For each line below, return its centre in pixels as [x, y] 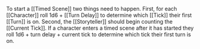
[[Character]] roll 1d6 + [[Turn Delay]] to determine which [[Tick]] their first [99, 15]
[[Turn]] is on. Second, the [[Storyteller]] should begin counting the [89, 21]
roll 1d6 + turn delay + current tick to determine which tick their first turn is [99, 34]
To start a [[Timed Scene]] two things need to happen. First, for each [92, 9]
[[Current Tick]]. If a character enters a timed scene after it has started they [100, 28]
